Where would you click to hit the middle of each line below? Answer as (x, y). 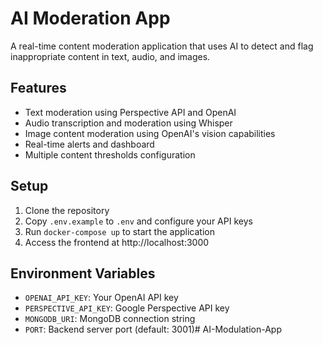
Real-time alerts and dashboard (89, 144)
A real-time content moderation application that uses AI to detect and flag (162, 46)
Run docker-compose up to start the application (119, 231)
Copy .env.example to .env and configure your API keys (138, 221)
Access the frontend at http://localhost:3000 (117, 242)
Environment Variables (83, 273)
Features (38, 88)
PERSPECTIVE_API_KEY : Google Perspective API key (127, 308)
